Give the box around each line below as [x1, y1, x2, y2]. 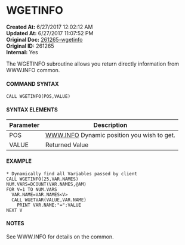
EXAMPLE [6, 157, 32, 165]
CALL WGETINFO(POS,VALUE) [6, 94, 70, 100]
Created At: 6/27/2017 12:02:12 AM [6, 23, 93, 30]
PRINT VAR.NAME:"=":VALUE [17, 202, 82, 208]
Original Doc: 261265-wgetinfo [6, 36, 83, 43]
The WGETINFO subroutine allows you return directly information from [6, 60, 180, 67]
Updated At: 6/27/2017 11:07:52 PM [6, 29, 94, 36]
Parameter [9, 121, 40, 129]
